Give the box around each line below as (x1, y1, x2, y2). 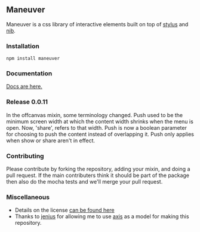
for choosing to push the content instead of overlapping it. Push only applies (6, 130, 194, 138)
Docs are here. (6, 83, 43, 90)
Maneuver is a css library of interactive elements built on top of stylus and (6, 20, 189, 28)
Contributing (6, 152, 44, 160)
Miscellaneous (6, 193, 50, 201)
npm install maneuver (6, 56, 60, 62)
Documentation (6, 69, 53, 78)
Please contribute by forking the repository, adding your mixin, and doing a (6, 166, 190, 172)
